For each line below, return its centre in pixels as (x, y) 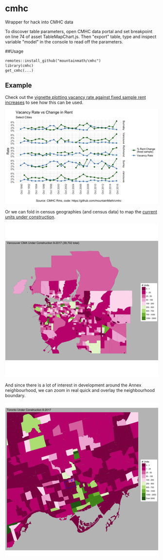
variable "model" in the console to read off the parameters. (64, 41)
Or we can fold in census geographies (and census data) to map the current (81, 212)
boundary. (15, 395)
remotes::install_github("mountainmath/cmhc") (53, 61)
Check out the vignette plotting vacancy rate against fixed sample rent (75, 97)
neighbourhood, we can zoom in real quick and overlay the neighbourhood (80, 390)
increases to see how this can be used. (44, 102)
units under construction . (30, 217)
